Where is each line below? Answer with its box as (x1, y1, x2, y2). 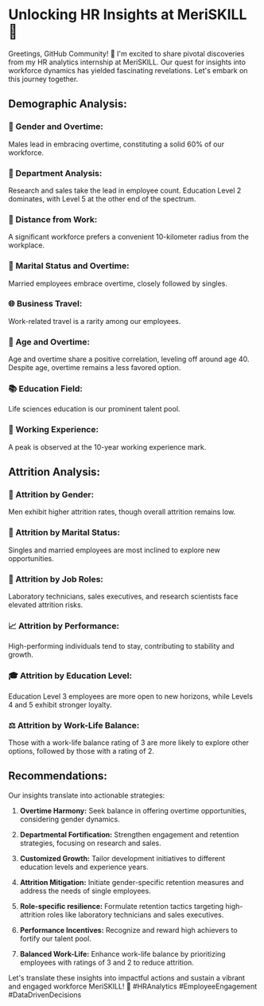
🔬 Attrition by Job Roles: (8, 573, 103, 584)
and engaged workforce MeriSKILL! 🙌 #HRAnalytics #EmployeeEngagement (8, 981, 258, 991)
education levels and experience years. (19, 862, 149, 871)
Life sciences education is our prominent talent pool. (8, 404, 181, 414)
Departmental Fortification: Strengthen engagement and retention (19, 829, 239, 839)
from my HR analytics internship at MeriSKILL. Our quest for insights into (8, 57, 247, 67)
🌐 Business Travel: (8, 298, 83, 310)
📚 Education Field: (8, 384, 83, 395)
